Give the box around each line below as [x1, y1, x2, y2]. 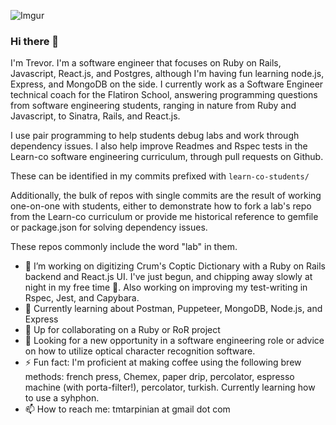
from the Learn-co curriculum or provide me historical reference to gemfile [10, 211, 319, 223]
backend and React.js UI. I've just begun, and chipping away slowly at [24, 271, 313, 283]
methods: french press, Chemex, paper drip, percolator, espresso [24, 371, 295, 383]
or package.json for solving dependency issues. [10, 221, 208, 234]
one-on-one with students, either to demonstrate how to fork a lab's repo [10, 200, 312, 212]
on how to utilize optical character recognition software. [24, 345, 256, 357]
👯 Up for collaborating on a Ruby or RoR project [24, 324, 221, 336]
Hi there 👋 [10, 34, 60, 48]
